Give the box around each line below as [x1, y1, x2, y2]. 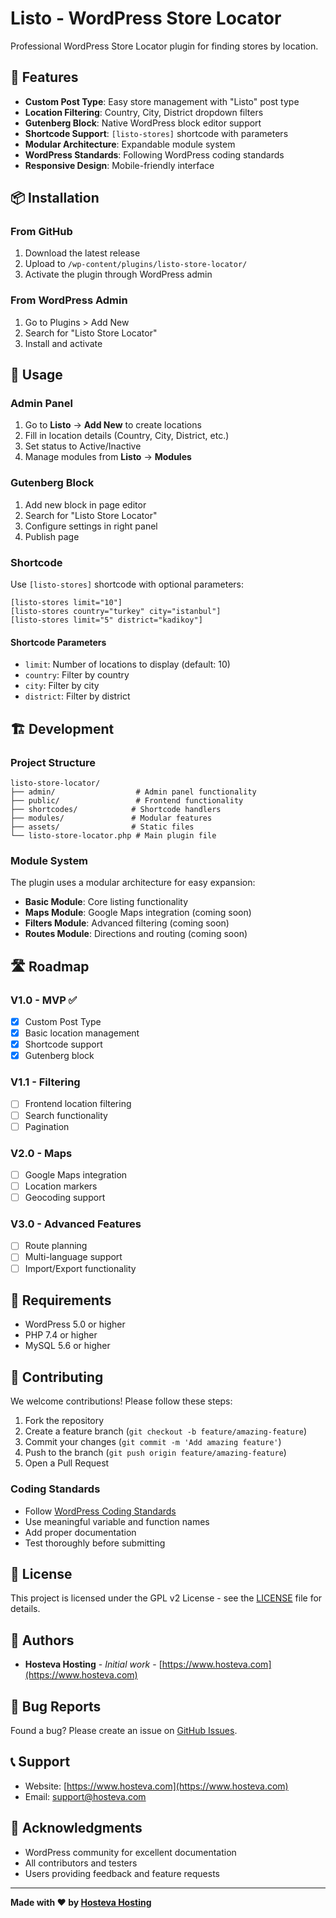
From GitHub [10, 225, 73, 239]
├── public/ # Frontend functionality [10, 795, 244, 806]
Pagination [24, 1120, 70, 1132]
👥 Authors [10, 1632, 75, 1649]
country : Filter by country [24, 669, 130, 681]
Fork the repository [24, 1415, 105, 1427]
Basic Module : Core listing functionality [24, 896, 189, 908]
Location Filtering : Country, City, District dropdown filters [24, 106, 264, 118]
